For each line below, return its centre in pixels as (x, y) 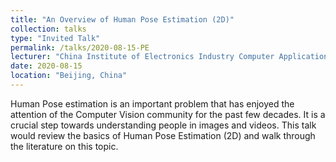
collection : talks (48, 29)
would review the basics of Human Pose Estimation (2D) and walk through (163, 135)
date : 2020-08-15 (46, 66)
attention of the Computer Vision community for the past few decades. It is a (168, 114)
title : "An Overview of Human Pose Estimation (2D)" (122, 19)
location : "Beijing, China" (69, 76)
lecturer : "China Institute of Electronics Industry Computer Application (169, 57)
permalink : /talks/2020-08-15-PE (80, 47)
